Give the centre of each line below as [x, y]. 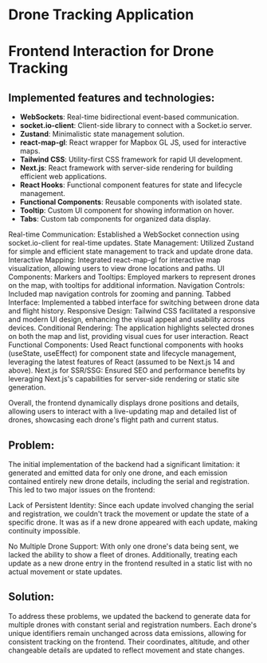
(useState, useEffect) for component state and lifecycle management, [122, 353]
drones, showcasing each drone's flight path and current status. [114, 420]
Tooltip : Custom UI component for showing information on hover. [127, 210]
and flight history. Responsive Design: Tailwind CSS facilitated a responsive [132, 311]
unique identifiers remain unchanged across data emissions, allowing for [128, 633]
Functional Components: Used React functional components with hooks [126, 345]
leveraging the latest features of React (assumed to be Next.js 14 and [122, 362]
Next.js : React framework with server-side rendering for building [126, 168]
